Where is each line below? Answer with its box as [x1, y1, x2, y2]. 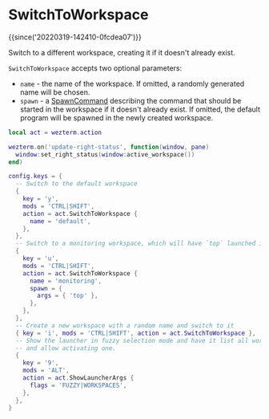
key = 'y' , [22, 195, 59, 203]
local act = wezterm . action [8, 128, 102, 136]
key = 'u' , [22, 254, 59, 262]
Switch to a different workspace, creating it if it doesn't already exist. [8, 47, 236, 57]
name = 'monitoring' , [29, 277, 102, 285]
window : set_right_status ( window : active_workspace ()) [15, 150, 195, 158]
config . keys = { [8, 173, 62, 181]
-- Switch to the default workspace [15, 180, 138, 188]
